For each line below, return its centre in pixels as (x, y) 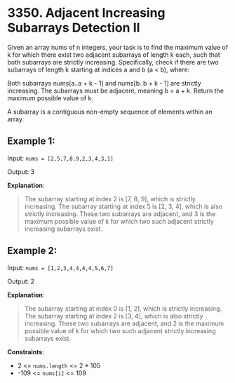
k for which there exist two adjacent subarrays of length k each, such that (114, 55)
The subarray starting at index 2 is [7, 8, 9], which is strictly (110, 199)
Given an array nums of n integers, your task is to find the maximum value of (118, 47)
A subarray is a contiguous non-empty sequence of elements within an (110, 112)
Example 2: (32, 251)
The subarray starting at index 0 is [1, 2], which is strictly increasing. (123, 308)
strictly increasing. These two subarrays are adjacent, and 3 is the (120, 214)
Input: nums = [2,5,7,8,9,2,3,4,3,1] (60, 158)
